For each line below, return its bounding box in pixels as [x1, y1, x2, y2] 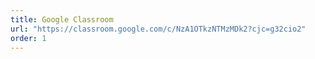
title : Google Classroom [10, 14, 114, 25]
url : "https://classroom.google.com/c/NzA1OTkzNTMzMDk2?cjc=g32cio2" [10, 24, 307, 34]
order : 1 [10, 33, 47, 43]
